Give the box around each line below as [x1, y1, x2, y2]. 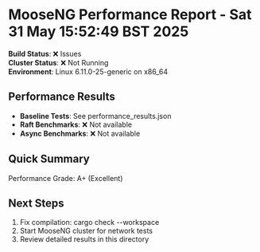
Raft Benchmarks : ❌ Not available [19, 120, 133, 129]
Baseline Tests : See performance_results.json [19, 111, 172, 120]
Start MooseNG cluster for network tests [19, 226, 153, 236]
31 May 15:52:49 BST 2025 [8, 22, 189, 41]
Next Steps [8, 196, 64, 210]
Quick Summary [8, 152, 90, 166]
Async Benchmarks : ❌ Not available [19, 128, 141, 138]
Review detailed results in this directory [19, 234, 149, 244]
